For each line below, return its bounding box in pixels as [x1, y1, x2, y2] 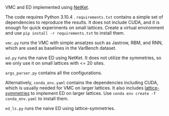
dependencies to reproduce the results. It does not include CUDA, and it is [5, 20, 160, 25]
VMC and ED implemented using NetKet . [5, 5, 89, 10]
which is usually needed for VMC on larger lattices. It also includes [5, 85, 144, 91]
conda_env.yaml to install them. [5, 95, 69, 101]
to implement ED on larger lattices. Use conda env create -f [30, 90, 156, 96]
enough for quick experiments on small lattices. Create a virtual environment [5, 25, 164, 31]
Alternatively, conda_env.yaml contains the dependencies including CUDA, [5, 80, 158, 85]
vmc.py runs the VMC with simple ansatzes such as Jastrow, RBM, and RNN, [5, 40, 163, 46]
